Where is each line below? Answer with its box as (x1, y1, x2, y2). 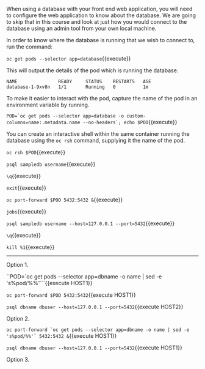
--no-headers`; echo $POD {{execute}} (82, 119, 178, 125)
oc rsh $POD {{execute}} (6, 149, 66, 155)
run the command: (6, 43, 53, 50)
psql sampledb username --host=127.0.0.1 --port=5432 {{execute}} (6, 220, 175, 227)
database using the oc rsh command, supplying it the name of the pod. (6, 137, 185, 144)
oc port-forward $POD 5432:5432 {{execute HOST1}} (6, 291, 136, 299)
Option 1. (6, 261, 29, 268)
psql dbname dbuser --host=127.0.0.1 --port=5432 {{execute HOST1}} (6, 344, 183, 351)
